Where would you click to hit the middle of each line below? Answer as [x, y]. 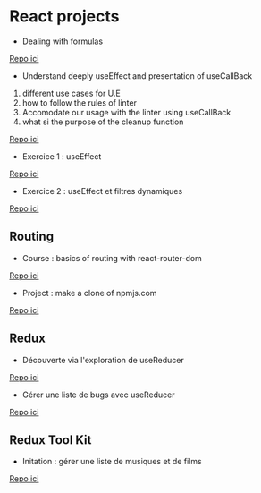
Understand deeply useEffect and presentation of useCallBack [137, 76]
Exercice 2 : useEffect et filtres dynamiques [102, 191]
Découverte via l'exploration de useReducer [103, 360]
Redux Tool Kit [51, 440]
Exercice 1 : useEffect [62, 156]
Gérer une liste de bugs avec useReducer [99, 395]
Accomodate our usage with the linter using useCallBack [126, 112]
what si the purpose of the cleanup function [103, 122]
